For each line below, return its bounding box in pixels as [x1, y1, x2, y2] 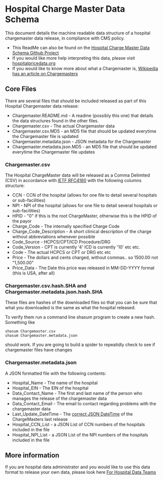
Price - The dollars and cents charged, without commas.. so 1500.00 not [12, 254, 158, 260]
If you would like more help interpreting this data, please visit [12, 55, 136, 61]
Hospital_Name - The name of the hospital [12, 380, 98, 386]
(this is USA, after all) [12, 270, 55, 276]
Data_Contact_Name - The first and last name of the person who [12, 390, 143, 396]
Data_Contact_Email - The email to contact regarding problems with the [12, 400, 157, 407]
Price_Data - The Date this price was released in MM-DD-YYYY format [12, 265, 155, 271]
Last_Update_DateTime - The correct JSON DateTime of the [12, 411, 133, 417]
